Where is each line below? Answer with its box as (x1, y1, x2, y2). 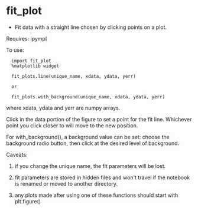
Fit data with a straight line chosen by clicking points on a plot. (14, 24, 167, 31)
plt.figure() (14, 197, 41, 205)
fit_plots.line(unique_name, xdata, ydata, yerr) (11, 73, 136, 79)
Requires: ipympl (6, 35, 47, 42)
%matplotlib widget (11, 63, 60, 69)
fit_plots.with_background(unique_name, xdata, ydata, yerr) (11, 94, 165, 100)
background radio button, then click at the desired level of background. (6, 140, 180, 147)
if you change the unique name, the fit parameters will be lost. (14, 162, 166, 169)
